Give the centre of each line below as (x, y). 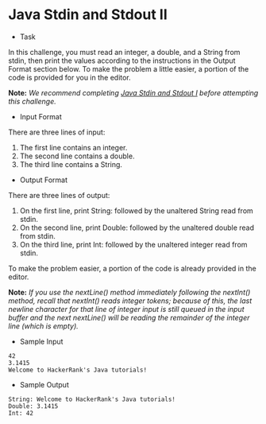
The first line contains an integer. (73, 147)
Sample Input (41, 341)
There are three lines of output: (59, 195)
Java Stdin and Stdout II (88, 15)
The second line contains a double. (77, 156)
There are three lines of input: (57, 132)
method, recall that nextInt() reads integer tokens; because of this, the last (130, 301)
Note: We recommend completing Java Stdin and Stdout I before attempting (133, 92)
